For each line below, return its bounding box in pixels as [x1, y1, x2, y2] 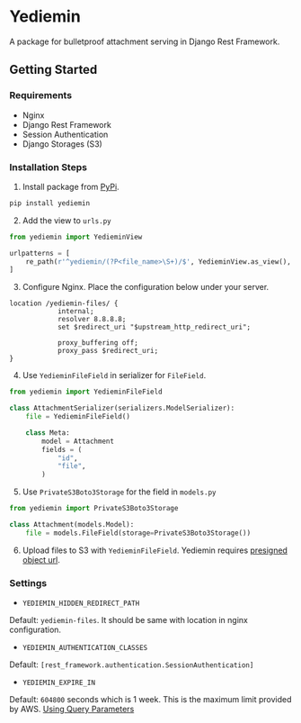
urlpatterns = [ [9, 249, 70, 258]
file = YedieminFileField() [25, 412, 130, 421]
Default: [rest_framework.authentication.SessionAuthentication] [9, 659, 254, 670]
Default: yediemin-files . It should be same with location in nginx [9, 615, 249, 626]
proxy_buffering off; [57, 339, 139, 348]
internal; [57, 307, 94, 316]
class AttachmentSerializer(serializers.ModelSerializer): [9, 403, 235, 413]
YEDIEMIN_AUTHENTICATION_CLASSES [22, 644, 148, 653]
